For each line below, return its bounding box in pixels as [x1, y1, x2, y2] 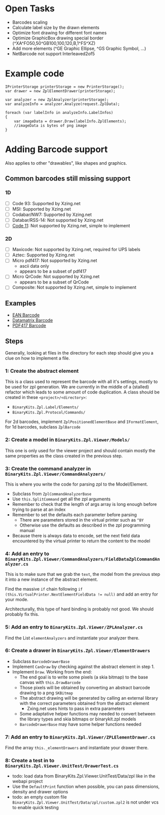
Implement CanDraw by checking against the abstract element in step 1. [12, 664, 155, 670]
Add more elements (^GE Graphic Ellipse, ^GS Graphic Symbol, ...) [12, 45, 146, 51]
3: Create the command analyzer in [5, 465, 91, 472]
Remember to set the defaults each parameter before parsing [12, 511, 137, 518]
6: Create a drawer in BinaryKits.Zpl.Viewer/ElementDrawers [5, 647, 150, 654]
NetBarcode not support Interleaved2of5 [12, 50, 95, 57]
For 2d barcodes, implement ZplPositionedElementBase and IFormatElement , [5, 419, 159, 425]
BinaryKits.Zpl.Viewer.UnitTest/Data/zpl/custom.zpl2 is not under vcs [12, 799, 159, 805]
